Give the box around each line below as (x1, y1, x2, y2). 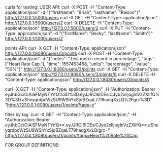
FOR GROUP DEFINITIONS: (5, 142, 60, 148)
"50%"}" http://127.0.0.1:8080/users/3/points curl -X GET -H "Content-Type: (5, 66, 159, 72)
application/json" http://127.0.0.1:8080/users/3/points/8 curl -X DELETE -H (5, 72, 156, 77)
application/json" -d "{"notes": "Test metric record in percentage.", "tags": (5, 56, 156, 61)
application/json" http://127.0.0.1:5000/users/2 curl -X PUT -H (5, 25, 130, 31)
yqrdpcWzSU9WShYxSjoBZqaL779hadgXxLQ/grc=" (5, 127, 110, 133)
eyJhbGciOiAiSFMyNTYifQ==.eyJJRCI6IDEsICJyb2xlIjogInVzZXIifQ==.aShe (5, 122, 159, 128)
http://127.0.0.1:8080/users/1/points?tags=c (7, 102, 95, 108)
